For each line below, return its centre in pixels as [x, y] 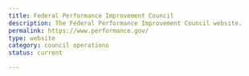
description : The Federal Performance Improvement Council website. [125, 23]
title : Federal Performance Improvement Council [91, 16]
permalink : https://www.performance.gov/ [79, 30]
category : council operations [59, 46]
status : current [35, 53]
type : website [32, 38]
